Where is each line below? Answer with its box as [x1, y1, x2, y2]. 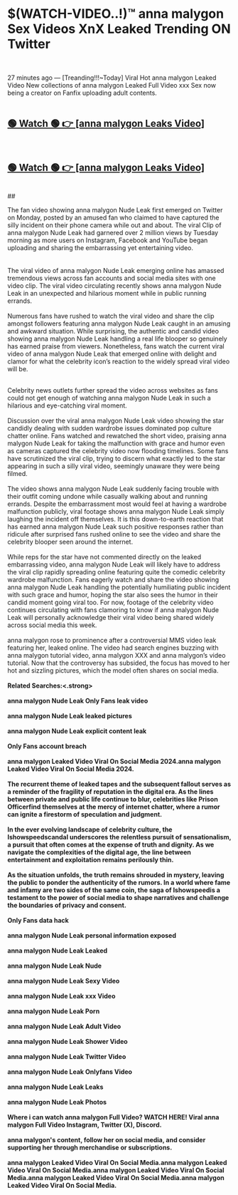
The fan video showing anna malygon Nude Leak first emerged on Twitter [7, 205, 223, 214]
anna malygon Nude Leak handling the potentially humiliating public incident [7, 583, 231, 591]
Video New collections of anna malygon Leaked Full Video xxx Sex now [7, 81, 217, 89]
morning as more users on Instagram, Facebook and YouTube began [7, 236, 208, 244]
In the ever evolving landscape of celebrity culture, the [7, 825, 173, 834]
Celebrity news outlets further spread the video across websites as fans [7, 386, 218, 394]
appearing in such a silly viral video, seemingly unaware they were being [7, 462, 220, 470]
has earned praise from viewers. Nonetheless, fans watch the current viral [7, 341, 225, 351]
